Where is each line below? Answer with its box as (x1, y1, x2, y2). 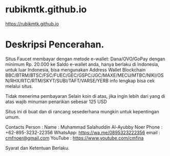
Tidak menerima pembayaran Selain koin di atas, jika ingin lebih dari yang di (5, 93, 165, 99)
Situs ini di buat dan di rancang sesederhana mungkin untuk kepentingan (5, 108, 160, 114)
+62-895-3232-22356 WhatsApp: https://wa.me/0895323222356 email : (5, 129, 160, 135)
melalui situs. (5, 83, 33, 89)
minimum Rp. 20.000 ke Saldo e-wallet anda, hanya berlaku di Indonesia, (5, 61, 160, 67)
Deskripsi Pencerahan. (5, 39, 104, 50)
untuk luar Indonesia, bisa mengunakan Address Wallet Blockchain (5, 66, 146, 73)
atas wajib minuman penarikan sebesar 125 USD (5, 98, 107, 105)
